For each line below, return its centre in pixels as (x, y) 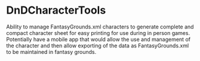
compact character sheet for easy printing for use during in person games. (98, 33)
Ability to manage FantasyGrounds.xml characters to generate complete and (100, 27)
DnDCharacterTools (56, 10)
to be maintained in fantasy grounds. (51, 52)
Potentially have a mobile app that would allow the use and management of (99, 39)
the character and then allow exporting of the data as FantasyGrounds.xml (98, 46)
